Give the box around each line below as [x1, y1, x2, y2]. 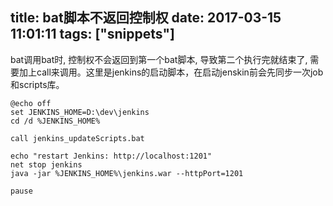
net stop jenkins [10, 159, 83, 170]
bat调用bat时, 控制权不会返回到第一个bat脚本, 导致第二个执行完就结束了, [10, 53, 308, 65]
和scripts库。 [10, 78, 65, 90]
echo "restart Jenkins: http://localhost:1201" [10, 151, 213, 161]
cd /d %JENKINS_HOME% [10, 116, 101, 126]
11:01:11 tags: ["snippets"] [10, 26, 175, 43]
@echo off [10, 98, 52, 108]
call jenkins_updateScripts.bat [10, 133, 145, 143]
